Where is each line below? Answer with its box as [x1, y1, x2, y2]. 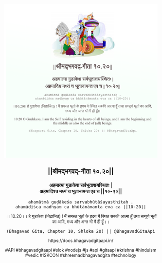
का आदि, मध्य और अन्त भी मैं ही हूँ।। [52, 219, 109, 224]
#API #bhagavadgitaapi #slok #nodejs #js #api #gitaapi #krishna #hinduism [5, 247, 157, 253]
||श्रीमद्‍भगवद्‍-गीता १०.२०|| [47, 167, 114, 176]
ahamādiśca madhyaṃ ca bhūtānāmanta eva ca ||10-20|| [15, 204, 146, 209]
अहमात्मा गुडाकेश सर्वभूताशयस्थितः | [49, 182, 112, 189]
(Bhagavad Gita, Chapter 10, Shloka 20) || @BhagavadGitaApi [6, 228, 156, 234]
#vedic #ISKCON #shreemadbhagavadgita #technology [25, 252, 137, 258]
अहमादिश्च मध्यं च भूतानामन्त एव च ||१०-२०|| [39, 188, 122, 195]
